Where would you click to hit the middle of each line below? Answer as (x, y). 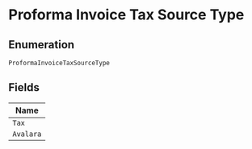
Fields (24, 87)
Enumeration (42, 45)
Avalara (27, 134)
